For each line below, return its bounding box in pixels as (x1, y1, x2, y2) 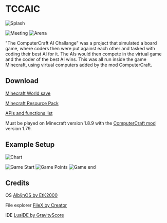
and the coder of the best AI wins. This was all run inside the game (5, 56, 146, 62)
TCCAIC (5, 3, 40, 15)
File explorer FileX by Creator (5, 202, 67, 208)
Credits (5, 178, 30, 187)
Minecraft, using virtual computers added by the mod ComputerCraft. (5, 62, 153, 68)
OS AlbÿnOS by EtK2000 (5, 192, 58, 198)
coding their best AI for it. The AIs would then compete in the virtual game (5, 51, 162, 57)
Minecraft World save (5, 90, 51, 96)
